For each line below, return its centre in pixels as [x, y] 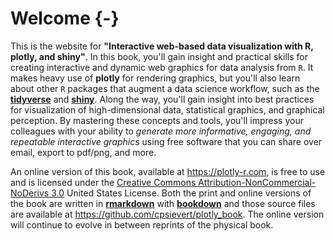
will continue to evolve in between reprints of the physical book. [142, 224]
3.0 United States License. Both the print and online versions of [181, 193]
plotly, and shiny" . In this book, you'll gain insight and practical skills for [159, 56]
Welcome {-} [65, 18]
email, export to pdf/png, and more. [83, 152]
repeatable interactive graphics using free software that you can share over [166, 141]
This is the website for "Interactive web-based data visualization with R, [162, 46]
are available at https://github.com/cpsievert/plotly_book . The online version [167, 214]
